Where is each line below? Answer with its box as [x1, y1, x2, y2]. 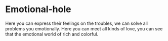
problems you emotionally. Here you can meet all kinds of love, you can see [5, 25, 163, 31]
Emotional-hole [5, 4, 71, 15]
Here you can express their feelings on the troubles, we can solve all [5, 20, 148, 26]
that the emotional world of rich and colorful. [5, 31, 99, 37]
